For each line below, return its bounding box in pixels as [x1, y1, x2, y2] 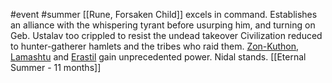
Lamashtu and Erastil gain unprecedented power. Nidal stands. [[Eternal [10, 51, 307, 63]
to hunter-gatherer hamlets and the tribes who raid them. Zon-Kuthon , [10, 40, 300, 52]
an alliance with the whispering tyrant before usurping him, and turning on [10, 19, 316, 31]
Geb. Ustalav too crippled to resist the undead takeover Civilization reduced [10, 30, 323, 41]
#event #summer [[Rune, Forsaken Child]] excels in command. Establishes [10, 9, 318, 20]
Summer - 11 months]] [10, 62, 102, 73]
